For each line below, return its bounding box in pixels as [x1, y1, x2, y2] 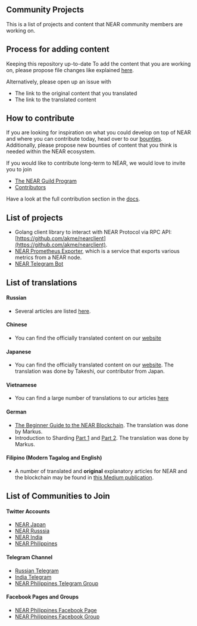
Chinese [6, 321, 28, 328]
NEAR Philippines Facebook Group [14, 613, 100, 620]
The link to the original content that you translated [14, 90, 137, 97]
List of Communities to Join [6, 491, 110, 501]
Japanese [6, 348, 32, 355]
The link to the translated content [14, 95, 96, 103]
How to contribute [6, 113, 75, 124]
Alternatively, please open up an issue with [6, 78, 111, 85]
